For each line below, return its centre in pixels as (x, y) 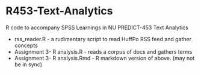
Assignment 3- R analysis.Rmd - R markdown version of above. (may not (104, 58)
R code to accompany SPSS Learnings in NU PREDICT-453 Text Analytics (97, 27)
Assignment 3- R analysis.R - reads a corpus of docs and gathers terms (103, 51)
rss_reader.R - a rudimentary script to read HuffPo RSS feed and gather (103, 39)
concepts (26, 45)
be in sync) (28, 64)
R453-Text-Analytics (59, 11)
